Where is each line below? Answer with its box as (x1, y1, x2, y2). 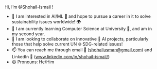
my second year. (11, 31, 45, 37)
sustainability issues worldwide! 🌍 (11, 19, 81, 25)
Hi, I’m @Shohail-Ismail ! (4, 4, 53, 10)
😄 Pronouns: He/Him (11, 59, 54, 65)
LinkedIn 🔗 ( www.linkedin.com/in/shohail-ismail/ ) (11, 54, 110, 59)
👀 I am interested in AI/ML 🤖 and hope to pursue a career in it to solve (11, 14, 151, 19)
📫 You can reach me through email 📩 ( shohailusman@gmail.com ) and (11, 47, 152, 53)
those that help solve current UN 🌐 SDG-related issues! (11, 41, 123, 47)
